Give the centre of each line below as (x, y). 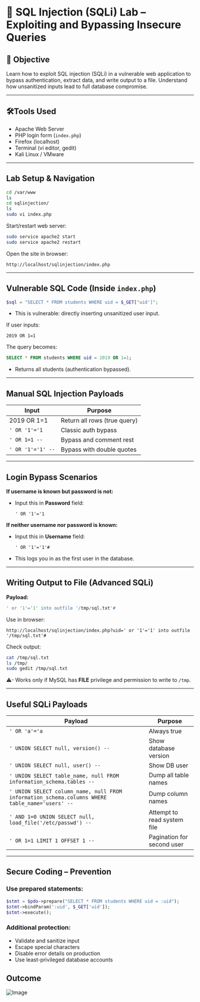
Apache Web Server (39, 129)
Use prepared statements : (45, 889)
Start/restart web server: (36, 226)
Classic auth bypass (89, 430)
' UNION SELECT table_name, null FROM (64, 776)
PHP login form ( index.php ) (48, 135)
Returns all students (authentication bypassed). (73, 370)
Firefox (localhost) (37, 141)
